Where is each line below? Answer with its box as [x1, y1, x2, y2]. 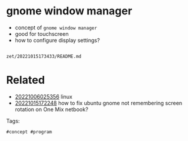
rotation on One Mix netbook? [14, 106, 89, 113]
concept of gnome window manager [14, 24, 98, 31]
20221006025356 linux [14, 93, 73, 100]
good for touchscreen [14, 30, 69, 37]
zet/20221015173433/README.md [6, 53, 82, 59]
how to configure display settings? [14, 36, 100, 44]
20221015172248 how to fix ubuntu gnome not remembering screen [14, 99, 183, 106]
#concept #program [6, 128, 52, 135]
